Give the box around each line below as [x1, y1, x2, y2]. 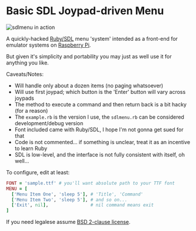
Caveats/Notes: [6, 70, 44, 77]
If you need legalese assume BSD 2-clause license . [6, 219, 131, 226]
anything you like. [6, 59, 49, 66]
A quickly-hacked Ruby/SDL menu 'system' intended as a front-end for [6, 35, 178, 42]
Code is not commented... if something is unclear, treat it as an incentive [14, 138, 190, 145]
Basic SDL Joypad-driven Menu [6, 4, 164, 18]
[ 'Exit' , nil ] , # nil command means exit [11, 202, 154, 208]
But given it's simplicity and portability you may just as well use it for [6, 53, 172, 60]
